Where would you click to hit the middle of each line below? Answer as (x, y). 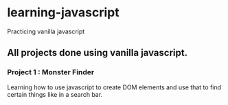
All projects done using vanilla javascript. (97, 53)
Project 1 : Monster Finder (51, 72)
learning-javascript (63, 13)
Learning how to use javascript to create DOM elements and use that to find (114, 87)
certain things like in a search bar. (55, 94)
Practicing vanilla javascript (46, 31)
